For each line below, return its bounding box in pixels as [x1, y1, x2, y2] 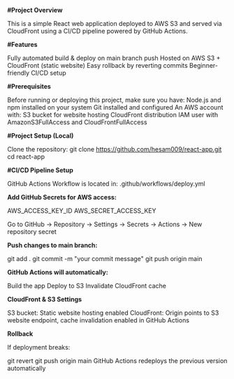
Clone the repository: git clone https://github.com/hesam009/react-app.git [7, 145, 222, 153]
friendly [7, 69, 30, 77]
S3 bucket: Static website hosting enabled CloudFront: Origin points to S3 [7, 309, 219, 317]
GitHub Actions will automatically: [7, 268, 108, 276]
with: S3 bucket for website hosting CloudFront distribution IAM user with [7, 111, 219, 119]
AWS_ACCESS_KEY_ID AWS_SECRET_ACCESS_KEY [7, 207, 156, 215]
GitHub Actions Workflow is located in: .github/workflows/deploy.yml [7, 179, 206, 188]
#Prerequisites [7, 82, 51, 90]
